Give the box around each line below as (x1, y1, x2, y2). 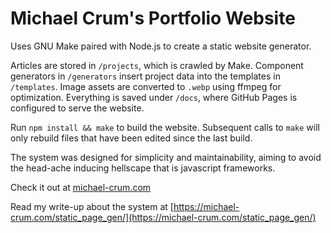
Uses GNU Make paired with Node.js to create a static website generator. (10, 40, 312, 52)
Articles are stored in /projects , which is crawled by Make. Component (10, 59, 304, 71)
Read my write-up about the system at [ (10, 200, 174, 212)
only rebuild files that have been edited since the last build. (10, 132, 253, 144)
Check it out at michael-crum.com (10, 181, 152, 193)
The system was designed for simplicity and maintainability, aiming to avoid (10, 151, 322, 163)
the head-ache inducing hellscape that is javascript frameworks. (10, 162, 276, 174)
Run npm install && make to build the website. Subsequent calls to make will (10, 121, 320, 133)
